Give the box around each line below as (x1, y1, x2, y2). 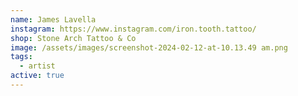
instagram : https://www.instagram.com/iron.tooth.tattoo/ (10, 24, 257, 34)
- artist (19, 61, 56, 71)
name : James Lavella (10, 14, 97, 25)
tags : (10, 52, 33, 62)
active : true (10, 71, 65, 81)
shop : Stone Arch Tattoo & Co (10, 33, 137, 43)
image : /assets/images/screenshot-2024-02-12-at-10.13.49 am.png (10, 42, 288, 53)
